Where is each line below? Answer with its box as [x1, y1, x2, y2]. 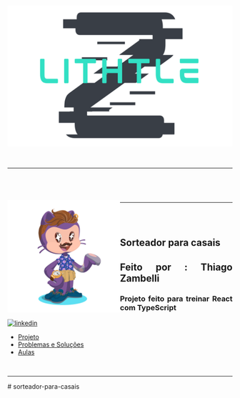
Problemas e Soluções [17, 340, 84, 349]
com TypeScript [120, 302, 177, 312]
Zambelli [120, 272, 160, 284]
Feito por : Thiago [120, 261, 233, 273]
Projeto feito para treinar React [120, 294, 233, 304]
